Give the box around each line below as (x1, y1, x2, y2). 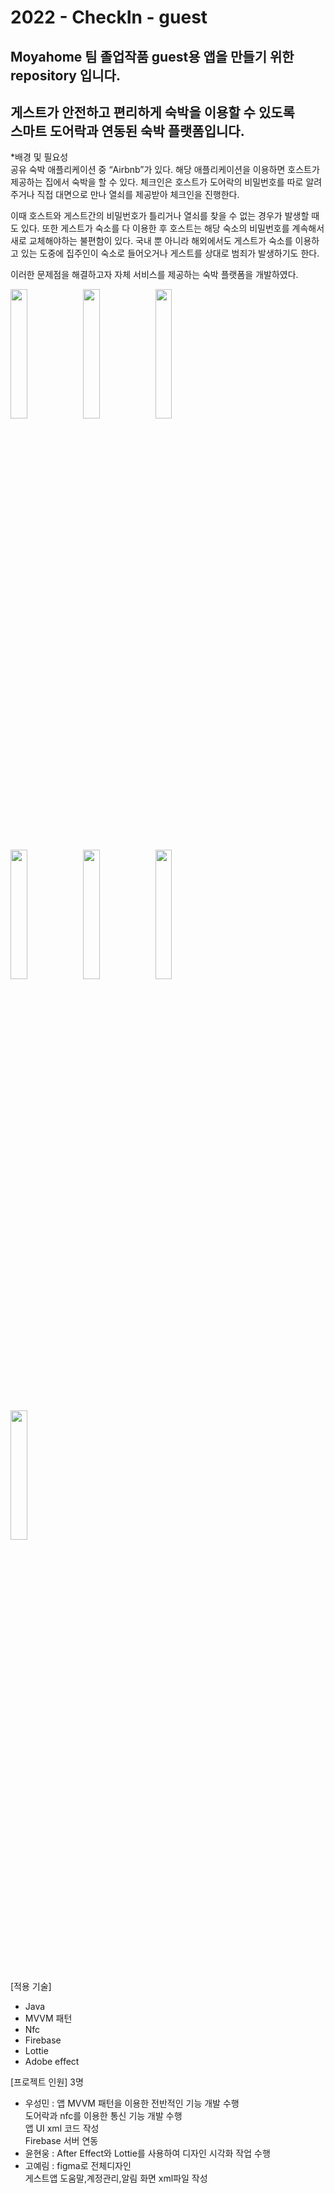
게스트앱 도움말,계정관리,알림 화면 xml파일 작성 (24, 2172, 208, 2185)
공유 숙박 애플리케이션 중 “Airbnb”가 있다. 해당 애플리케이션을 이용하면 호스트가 (10, 164, 320, 176)
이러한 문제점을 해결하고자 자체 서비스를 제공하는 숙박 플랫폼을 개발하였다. (10, 269, 299, 281)
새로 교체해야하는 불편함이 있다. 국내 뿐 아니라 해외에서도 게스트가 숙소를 (10, 235, 293, 247)
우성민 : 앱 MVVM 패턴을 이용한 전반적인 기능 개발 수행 (24, 2097, 240, 2110)
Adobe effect (24, 2056, 80, 2068)
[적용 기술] (10, 1981, 52, 1993)
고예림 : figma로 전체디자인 (24, 2160, 132, 2172)
